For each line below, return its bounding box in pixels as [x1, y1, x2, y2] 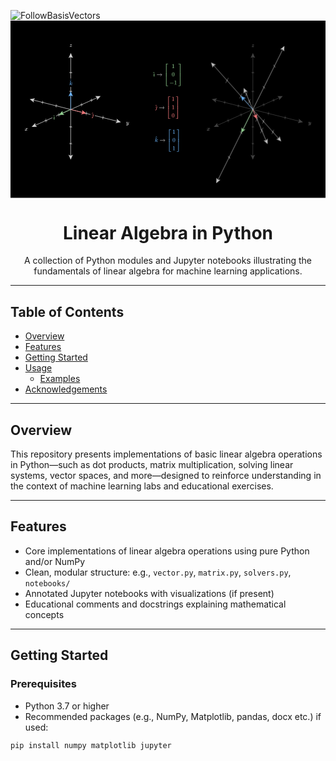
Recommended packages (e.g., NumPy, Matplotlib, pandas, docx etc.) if [24, 710, 322, 722]
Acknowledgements [24, 383, 108, 395]
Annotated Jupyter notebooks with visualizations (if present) [24, 587, 275, 599]
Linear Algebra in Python [63, 221, 273, 244]
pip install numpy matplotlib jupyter [10, 740, 172, 750]
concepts [24, 608, 65, 620]
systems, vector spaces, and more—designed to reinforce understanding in [10, 470, 322, 482]
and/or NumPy [24, 555, 86, 567]
